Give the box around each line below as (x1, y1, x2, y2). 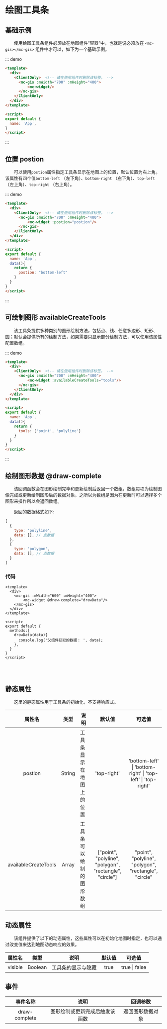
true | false (121, 963, 147, 970)
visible (7, 963, 23, 970)
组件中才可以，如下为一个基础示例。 (35, 46, 110, 52)
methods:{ (9, 628, 30, 633)
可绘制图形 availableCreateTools (5, 313, 106, 322)
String (61, 769, 76, 776)
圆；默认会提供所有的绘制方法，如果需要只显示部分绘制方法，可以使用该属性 (5, 334, 162, 340)
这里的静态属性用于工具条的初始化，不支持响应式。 (13, 699, 118, 705)
